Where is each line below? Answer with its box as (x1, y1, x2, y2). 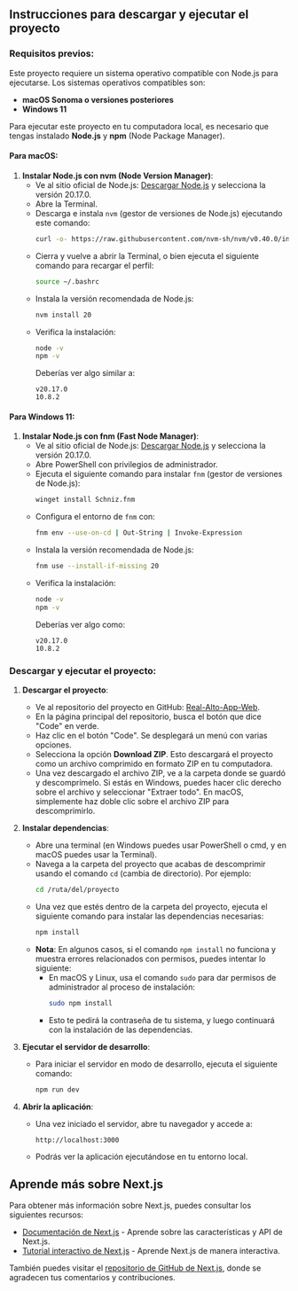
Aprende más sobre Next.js (9, 1177, 164, 1192)
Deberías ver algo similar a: (35, 368, 136, 379)
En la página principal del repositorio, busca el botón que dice (35, 711, 262, 722)
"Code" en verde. (35, 721, 99, 732)
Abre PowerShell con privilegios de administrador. (35, 459, 219, 470)
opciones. (35, 739, 73, 750)
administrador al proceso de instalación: (48, 982, 196, 992)
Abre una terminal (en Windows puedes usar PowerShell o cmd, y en (35, 840, 286, 850)
